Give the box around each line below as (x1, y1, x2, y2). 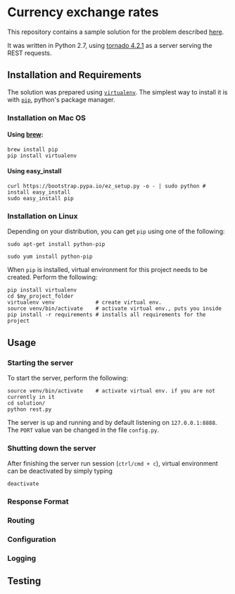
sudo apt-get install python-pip (7, 241, 106, 248)
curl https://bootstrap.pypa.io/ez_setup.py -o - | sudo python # (7, 182, 206, 190)
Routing (7, 516, 35, 526)
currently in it (7, 394, 55, 401)
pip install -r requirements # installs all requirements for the (7, 311, 206, 318)
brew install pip (7, 146, 58, 153)
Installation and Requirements (7, 69, 142, 81)
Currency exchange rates (7, 4, 160, 20)
